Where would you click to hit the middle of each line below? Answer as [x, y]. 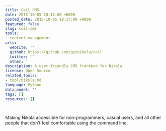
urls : [11, 43]
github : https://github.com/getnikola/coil [56, 52]
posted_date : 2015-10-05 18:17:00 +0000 [48, 19]
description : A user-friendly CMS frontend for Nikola [64, 66]
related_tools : [21, 76]
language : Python [23, 85]
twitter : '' [22, 57]
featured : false [22, 24]
